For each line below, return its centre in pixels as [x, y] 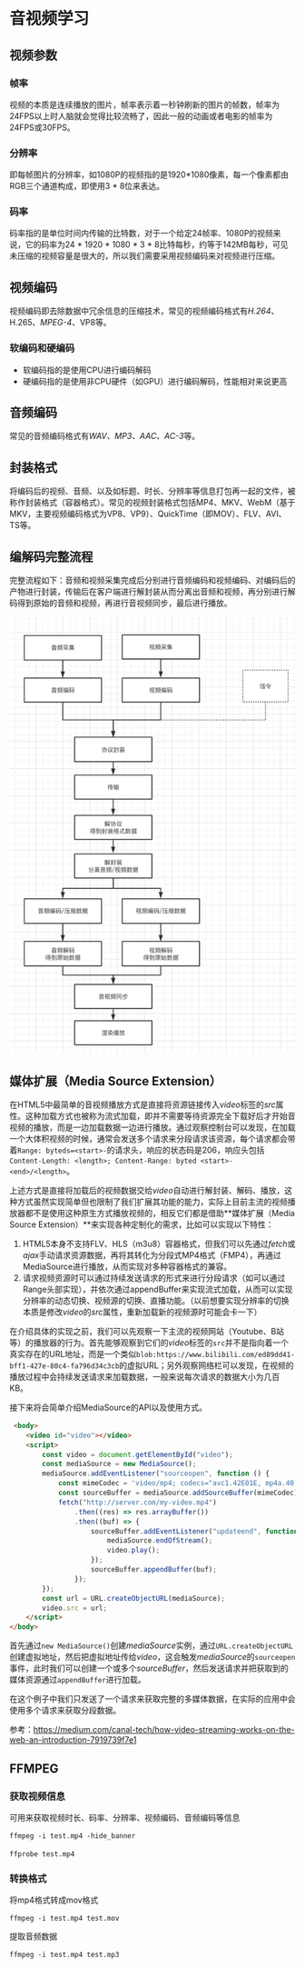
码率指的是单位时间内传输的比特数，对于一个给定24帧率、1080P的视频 [142, 234]
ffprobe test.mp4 [42, 1854]
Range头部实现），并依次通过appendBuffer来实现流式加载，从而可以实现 [157, 1289]
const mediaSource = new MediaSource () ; [119, 1464]
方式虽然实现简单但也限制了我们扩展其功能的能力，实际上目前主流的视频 [152, 1202]
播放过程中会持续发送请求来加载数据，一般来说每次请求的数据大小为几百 [144, 1376]
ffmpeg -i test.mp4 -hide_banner [73, 1836]
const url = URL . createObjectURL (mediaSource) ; [133, 1598]
